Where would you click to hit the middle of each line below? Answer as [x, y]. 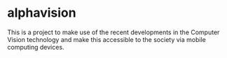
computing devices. [36, 47]
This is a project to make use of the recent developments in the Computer [113, 32]
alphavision [42, 13]
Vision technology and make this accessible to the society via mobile [107, 39]
